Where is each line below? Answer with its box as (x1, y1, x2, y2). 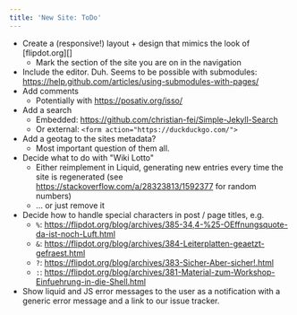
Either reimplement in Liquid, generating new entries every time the (35, 162, 284, 172)
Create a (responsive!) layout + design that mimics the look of (21, 38, 250, 48)
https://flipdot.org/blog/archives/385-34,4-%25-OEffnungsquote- (44, 219, 288, 230)
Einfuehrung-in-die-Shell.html (35, 276, 146, 287)
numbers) (35, 190, 72, 201)
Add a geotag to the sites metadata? (21, 133, 157, 144)
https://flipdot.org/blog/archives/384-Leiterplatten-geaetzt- (44, 238, 266, 249)
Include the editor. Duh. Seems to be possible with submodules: (21, 66, 258, 77)
